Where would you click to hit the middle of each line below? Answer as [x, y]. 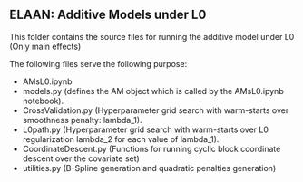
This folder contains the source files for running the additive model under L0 [152, 36]
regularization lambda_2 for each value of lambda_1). [121, 139]
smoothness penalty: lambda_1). [82, 120]
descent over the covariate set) [81, 158]
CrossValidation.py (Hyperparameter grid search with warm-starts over [156, 110]
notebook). [43, 101]
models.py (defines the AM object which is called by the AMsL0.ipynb [153, 91]
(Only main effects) [45, 46]
